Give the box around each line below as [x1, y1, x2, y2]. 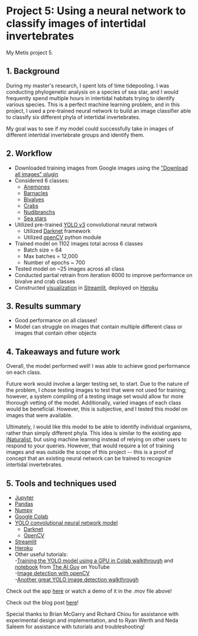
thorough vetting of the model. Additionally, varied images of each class [6, 399, 181, 406]
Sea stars [23, 215, 47, 222]
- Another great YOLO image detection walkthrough [14, 576, 139, 583]
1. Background [6, 66, 60, 77]
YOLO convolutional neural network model [14, 519, 118, 526]
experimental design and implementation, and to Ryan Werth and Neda [6, 617, 178, 624]
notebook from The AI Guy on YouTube [14, 564, 111, 570]
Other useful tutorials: [14, 551, 68, 558]
